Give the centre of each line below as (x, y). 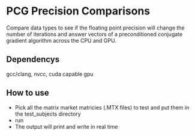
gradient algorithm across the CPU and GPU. (61, 40)
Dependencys (33, 59)
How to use (28, 93)
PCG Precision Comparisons (78, 11)
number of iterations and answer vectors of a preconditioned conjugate (94, 34)
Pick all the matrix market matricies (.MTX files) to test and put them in (102, 107)
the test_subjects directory (48, 114)
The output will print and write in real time (66, 126)
